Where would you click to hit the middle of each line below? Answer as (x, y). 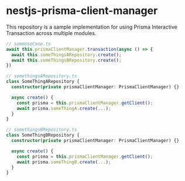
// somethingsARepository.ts (42, 76)
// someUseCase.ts (28, 44)
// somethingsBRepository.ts (42, 130)
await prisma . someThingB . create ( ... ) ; (64, 162)
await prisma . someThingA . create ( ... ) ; (64, 108)
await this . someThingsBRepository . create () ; (66, 60)
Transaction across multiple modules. (51, 33)
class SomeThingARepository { (43, 82)
